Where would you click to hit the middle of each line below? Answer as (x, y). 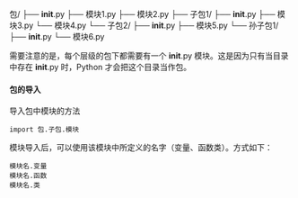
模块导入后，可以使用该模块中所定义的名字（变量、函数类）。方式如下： (141, 148)
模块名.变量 (28, 166)
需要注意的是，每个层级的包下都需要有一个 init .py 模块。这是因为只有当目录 (149, 56)
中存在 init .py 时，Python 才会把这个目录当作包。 (100, 67)
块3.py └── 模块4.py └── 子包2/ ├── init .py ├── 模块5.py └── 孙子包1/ (144, 25)
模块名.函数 (28, 176)
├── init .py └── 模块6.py (57, 36)
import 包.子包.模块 (44, 130)
